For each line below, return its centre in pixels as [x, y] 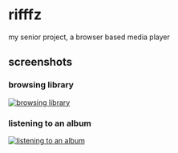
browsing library [41, 85]
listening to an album [50, 123]
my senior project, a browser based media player [89, 37]
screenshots [40, 62]
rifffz [25, 15]
